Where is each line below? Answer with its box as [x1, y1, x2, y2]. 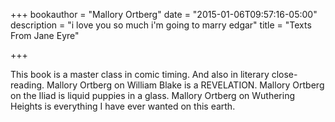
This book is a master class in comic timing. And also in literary [10, 69, 270, 80]
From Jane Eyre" [10, 30, 80, 41]
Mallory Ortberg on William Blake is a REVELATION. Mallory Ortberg [46, 79, 325, 91]
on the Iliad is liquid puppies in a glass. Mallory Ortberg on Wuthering [10, 90, 295, 101]
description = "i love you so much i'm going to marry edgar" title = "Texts [10, 19, 312, 31]
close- [271, 69, 298, 80]
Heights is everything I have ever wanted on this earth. [10, 100, 236, 112]
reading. [10, 79, 45, 91]
